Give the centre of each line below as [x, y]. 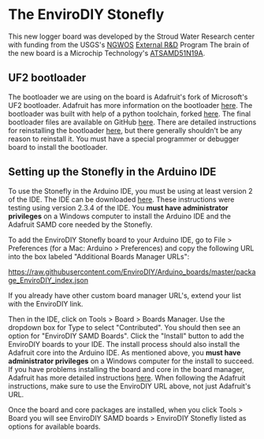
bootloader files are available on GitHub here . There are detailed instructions [132, 122]
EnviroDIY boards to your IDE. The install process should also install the [124, 344]
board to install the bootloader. [58, 147]
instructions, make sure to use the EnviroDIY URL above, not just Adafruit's [130, 386]
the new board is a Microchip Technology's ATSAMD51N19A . [107, 53]
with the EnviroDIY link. [46, 303]
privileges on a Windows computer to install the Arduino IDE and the [119, 216]
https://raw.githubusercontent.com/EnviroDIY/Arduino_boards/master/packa [132, 272]
